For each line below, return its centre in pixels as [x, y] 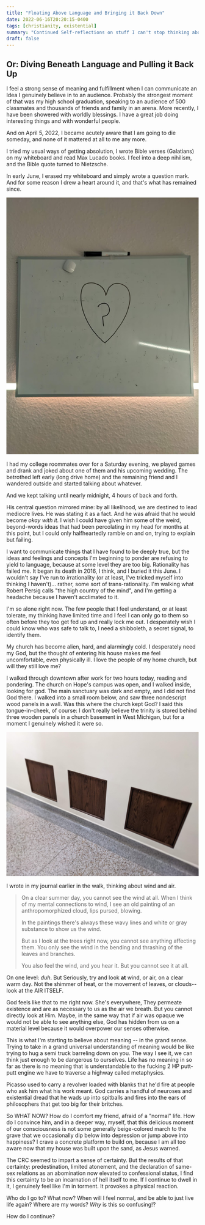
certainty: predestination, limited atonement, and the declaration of [90, 1167]
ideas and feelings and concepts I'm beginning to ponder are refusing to [97, 558]
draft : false [23, 39]
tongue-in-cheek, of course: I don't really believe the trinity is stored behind [102, 710]
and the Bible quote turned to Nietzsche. [57, 164]
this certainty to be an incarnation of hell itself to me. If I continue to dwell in [102, 1180]
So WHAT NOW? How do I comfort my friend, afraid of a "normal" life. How [101, 1116]
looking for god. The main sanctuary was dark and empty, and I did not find [101, 691]
